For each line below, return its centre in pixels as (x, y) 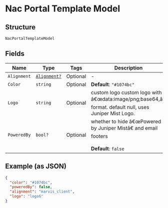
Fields (15, 54)
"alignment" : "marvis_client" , (42, 192)
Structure (20, 27)
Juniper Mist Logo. (113, 113)
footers (99, 136)
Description (128, 68)
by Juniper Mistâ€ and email (124, 128)
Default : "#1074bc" (113, 84)
